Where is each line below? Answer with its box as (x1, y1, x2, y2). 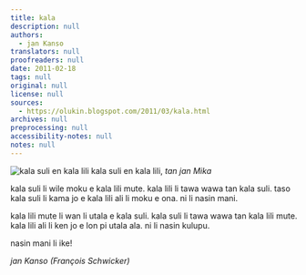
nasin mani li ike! (10, 238, 73, 249)
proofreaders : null (10, 56, 85, 65)
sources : (10, 97, 44, 107)
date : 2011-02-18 (10, 65, 76, 74)
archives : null (10, 115, 68, 124)
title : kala (10, 13, 56, 23)
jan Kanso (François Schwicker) (10, 255, 130, 266)
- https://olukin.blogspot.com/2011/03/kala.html (18, 107, 210, 116)
